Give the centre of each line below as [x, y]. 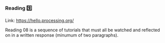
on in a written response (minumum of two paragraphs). [62, 35]
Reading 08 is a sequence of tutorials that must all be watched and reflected [82, 30]
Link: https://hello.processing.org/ [39, 21]
